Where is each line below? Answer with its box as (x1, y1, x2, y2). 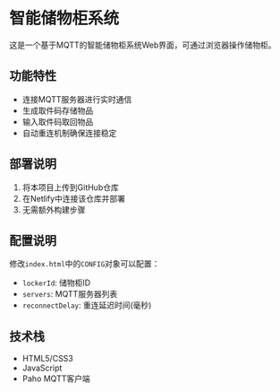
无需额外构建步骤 (21, 204, 86, 215)
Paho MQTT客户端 (21, 373, 91, 384)
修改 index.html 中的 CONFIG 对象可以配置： (9, 258, 160, 269)
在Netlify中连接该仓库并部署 (21, 193, 125, 204)
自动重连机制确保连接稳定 (21, 127, 117, 138)
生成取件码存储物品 (21, 105, 94, 116)
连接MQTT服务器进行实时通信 (21, 93, 132, 104)
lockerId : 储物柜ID (21, 277, 91, 288)
